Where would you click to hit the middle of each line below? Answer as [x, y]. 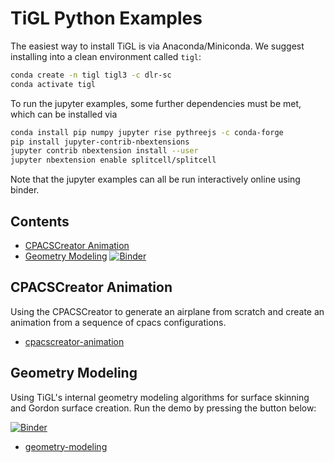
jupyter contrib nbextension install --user [104, 151]
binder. [25, 190]
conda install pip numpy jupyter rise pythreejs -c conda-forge [147, 132]
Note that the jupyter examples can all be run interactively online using [155, 179]
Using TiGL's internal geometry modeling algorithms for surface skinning [160, 397]
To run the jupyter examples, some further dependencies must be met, [156, 103]
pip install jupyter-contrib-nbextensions [100, 142]
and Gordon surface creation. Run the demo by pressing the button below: [163, 408]
